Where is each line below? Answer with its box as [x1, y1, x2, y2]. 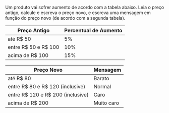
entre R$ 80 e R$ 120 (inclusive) [8, 83, 86, 90]
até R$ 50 [8, 35, 31, 42]
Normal [93, 83, 111, 90]
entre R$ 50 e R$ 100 [8, 44, 60, 50]
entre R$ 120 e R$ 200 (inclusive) [8, 91, 89, 98]
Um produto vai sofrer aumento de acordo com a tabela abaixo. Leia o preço [5, 5, 164, 10]
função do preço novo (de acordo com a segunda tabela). [5, 15, 126, 21]
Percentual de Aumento [64, 27, 123, 34]
